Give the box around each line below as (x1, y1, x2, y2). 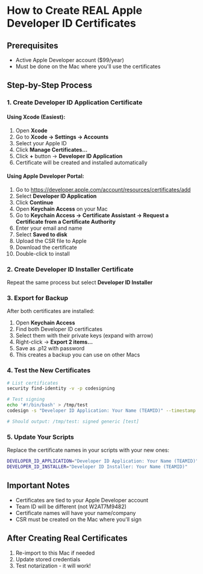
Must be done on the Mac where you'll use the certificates (15, 63, 161, 70)
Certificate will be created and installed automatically (15, 159, 148, 166)
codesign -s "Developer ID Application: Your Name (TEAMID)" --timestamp (7, 408, 196, 414)
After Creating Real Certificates (7, 533, 128, 543)
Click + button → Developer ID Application (15, 152, 123, 160)
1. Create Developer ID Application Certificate (7, 98, 143, 107)
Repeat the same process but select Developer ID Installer (7, 279, 153, 286)
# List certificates (7, 380, 59, 386)
